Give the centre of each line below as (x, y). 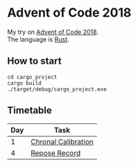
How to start (34, 61)
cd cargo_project (32, 77)
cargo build (24, 83)
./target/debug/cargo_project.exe (57, 89)
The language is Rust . (38, 39)
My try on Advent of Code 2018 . (53, 32)
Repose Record (56, 152)
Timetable (29, 111)
